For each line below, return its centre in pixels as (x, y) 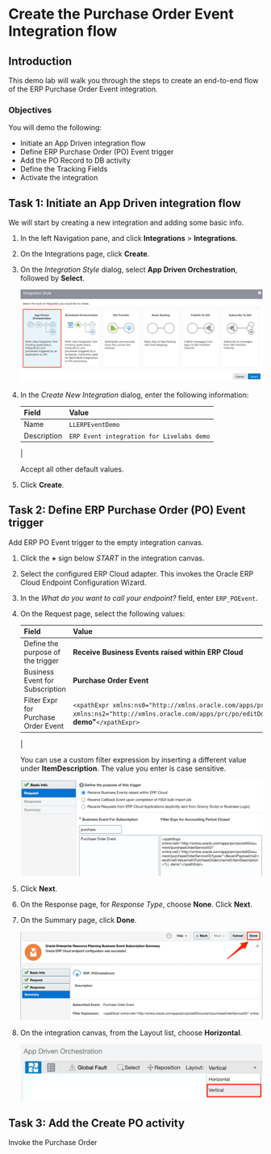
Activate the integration (59, 178)
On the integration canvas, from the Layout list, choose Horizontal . (131, 1033)
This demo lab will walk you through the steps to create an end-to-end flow (133, 80)
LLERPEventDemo (94, 425)
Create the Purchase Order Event (121, 14)
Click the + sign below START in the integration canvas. (112, 558)
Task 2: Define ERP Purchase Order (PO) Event (127, 510)
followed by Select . (52, 278)
